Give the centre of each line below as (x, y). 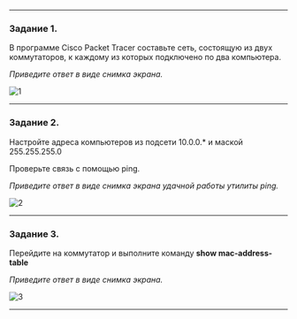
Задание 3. (34, 233)
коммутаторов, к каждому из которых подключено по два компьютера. (145, 57)
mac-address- (245, 253)
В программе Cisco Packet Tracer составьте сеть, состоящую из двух (141, 48)
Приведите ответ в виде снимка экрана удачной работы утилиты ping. (144, 186)
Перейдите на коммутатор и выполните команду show (113, 253)
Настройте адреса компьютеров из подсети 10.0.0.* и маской (126, 141)
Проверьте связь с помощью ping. (75, 168)
